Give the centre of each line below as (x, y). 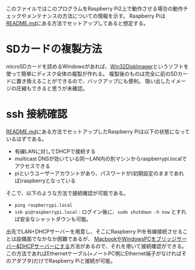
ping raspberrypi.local (43, 205)
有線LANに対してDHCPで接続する (55, 151)
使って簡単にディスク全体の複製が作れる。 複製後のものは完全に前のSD (92, 74)
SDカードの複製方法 (54, 49)
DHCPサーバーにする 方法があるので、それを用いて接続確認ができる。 (103, 246)
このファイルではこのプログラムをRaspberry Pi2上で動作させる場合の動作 (95, 8)
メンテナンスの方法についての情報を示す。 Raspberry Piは (96, 16)
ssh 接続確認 (37, 115)
